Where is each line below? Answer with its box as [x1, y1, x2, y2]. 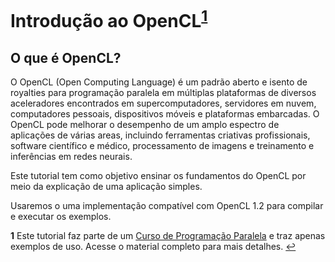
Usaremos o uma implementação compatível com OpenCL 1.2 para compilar [10, 200, 324, 212]
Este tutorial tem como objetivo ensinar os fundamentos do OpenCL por [10, 170, 307, 182]
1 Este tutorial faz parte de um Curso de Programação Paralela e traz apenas [10, 230, 326, 242]
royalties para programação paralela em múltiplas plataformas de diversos [10, 87, 317, 99]
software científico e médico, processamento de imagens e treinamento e [10, 140, 315, 152]
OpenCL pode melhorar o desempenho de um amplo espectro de [10, 119, 280, 131]
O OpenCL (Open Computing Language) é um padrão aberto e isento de [10, 76, 308, 88]
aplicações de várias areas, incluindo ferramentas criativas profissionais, [10, 129, 311, 141]
